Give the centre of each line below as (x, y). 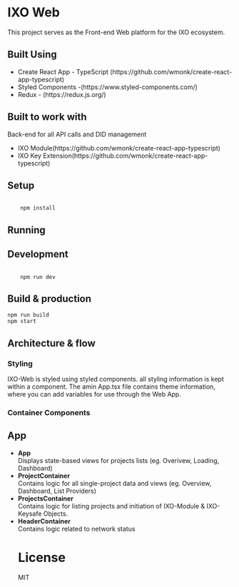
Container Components (49, 413)
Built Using (32, 55)
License (42, 558)
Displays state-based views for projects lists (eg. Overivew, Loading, (118, 460)
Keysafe (30, 514)
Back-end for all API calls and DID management (77, 134)
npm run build (29, 315)
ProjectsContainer (45, 498)
